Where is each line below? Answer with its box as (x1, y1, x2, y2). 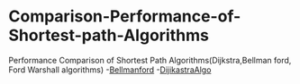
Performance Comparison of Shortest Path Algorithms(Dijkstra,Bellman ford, (8, 55, 292, 65)
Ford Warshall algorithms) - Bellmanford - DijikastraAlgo (8, 64, 212, 75)
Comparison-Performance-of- (8, 6, 241, 27)
